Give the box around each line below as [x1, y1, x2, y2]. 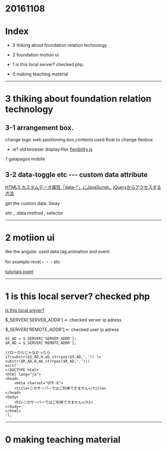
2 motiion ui [5, 232, 55, 244]
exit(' [5, 363, 19, 368]
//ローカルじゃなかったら [5, 350, 51, 355]
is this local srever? [5, 307, 45, 313]
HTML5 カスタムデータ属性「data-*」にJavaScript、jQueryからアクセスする [5, 184, 162, 190]
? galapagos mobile [5, 156, 45, 162]
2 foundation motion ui [12, 52, 59, 58]
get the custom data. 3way [5, 200, 60, 206]
